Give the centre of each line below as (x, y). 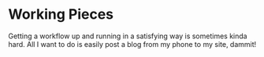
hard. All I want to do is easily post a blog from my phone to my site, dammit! (132, 44)
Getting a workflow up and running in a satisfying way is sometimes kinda (128, 36)
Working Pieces (61, 14)
